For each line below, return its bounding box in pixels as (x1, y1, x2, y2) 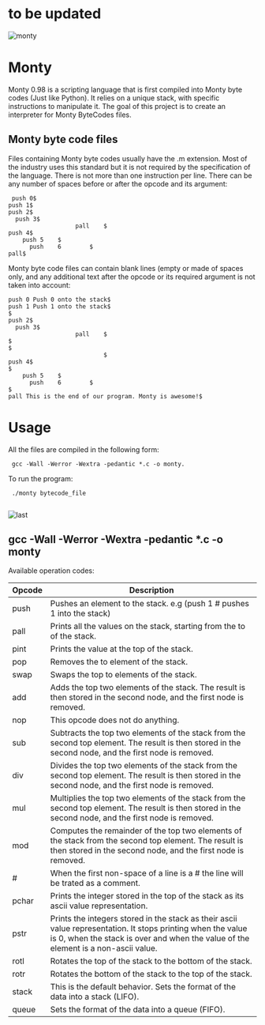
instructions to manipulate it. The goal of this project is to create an (8, 101, 226, 111)
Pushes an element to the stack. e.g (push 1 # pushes (50, 598, 250, 609)
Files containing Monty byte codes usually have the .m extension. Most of (8, 153, 248, 163)
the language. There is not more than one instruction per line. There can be (8, 171, 252, 180)
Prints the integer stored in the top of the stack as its (50, 891, 244, 902)
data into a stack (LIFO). (50, 991, 140, 1002)
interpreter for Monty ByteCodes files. (8, 110, 132, 119)
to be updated (8, 5, 102, 23)
